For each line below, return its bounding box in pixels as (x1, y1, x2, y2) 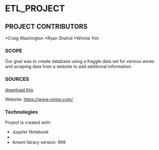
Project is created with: (5, 119, 52, 125)
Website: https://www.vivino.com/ (5, 96, 73, 102)
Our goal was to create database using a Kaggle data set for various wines (5, 58, 155, 64)
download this (5, 87, 34, 93)
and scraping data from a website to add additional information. (5, 64, 132, 70)
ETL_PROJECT (5, 3, 65, 14)
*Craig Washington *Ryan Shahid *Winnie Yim (5, 35, 99, 41)
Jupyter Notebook (12, 129, 49, 134)
